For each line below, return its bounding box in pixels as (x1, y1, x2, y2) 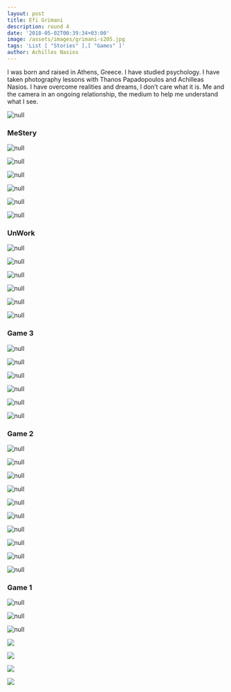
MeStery (7, 128, 37, 137)
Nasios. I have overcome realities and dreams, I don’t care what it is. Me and (7, 83, 225, 91)
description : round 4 (7, 23, 70, 30)
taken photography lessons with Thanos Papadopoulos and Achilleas (7, 75, 204, 83)
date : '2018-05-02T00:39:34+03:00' (7, 29, 110, 37)
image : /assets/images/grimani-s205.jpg (7, 36, 126, 43)
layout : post (7, 10, 45, 17)
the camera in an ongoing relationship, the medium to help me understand (7, 89, 219, 98)
